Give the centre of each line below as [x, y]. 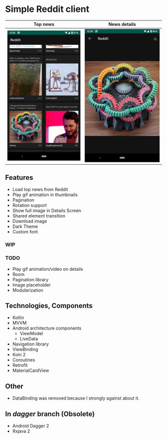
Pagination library [30, 279]
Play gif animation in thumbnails [45, 195]
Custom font [25, 232]
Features [19, 177]
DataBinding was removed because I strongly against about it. [76, 398]
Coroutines [24, 360]
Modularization [28, 290]
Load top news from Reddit [40, 190]
